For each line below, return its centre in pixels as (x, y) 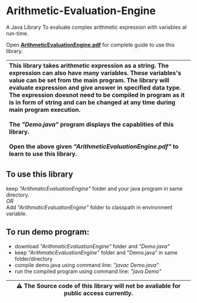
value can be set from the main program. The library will (89, 80)
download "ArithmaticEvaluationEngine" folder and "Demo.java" (92, 246)
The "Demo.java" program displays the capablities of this (91, 124)
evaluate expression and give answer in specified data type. (95, 88)
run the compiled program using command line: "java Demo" (88, 271)
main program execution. (45, 109)
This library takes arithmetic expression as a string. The (89, 65)
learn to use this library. (43, 154)
